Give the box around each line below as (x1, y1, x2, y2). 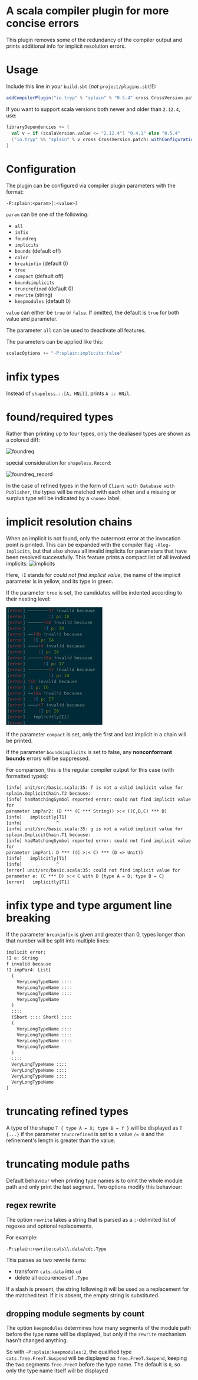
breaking (6, 911, 51, 925)
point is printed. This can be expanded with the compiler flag (6, 541, 154, 548)
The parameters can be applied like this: (6, 338, 104, 345)
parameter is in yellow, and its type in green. (6, 578, 114, 585)
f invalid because (6, 961, 51, 967)
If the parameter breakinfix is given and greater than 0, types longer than (6, 931, 186, 938)
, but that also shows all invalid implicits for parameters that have (29, 547, 187, 554)
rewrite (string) (14, 291, 53, 299)
